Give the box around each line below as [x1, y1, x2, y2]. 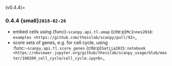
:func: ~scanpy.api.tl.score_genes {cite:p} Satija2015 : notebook [12, 45, 146, 51]
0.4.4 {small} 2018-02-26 [5, 17, 66, 24]
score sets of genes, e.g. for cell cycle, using [12, 39, 108, 46]
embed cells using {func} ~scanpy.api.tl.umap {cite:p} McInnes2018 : [12, 29, 154, 35]
